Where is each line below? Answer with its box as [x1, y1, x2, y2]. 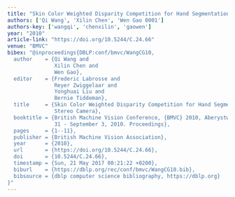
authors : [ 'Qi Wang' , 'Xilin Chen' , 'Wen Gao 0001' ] [7, 17, 164, 24]
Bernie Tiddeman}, [54, 95, 108, 102]
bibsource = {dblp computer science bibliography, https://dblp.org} [13, 173, 220, 180]
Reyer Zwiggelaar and [54, 82, 117, 89]
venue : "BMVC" [7, 43, 49, 50]
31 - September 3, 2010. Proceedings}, [54, 120, 171, 128]
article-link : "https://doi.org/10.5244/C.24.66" [7, 36, 155, 43]
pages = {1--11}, [13, 127, 77, 134]
